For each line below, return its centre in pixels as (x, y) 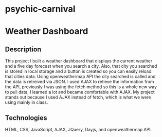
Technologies (26, 118)
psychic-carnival (40, 9)
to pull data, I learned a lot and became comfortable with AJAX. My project (80, 92)
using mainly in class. (27, 102)
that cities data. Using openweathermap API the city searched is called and (80, 77)
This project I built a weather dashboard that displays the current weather (79, 61)
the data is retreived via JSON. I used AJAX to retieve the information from (80, 82)
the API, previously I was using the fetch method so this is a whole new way (81, 87)
